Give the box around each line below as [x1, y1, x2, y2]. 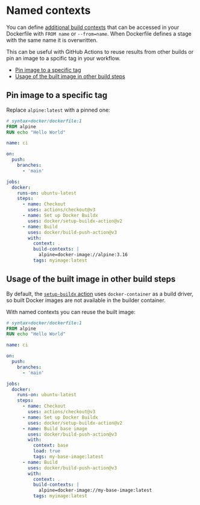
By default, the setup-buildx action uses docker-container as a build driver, [6, 290, 194, 297]
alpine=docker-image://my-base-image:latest [38, 487, 152, 494]
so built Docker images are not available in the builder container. [6, 297, 166, 304]
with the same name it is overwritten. [6, 36, 98, 43]
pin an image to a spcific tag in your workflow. [6, 54, 120, 62]
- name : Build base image [22, 425, 87, 432]
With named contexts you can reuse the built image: [6, 308, 136, 315]
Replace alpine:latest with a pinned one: [6, 106, 110, 114]
